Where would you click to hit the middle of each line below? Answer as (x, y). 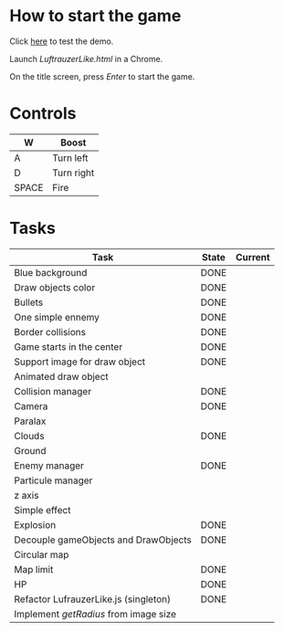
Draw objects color (55, 287)
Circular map (42, 554)
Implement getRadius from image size (95, 614)
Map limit (34, 569)
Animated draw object (62, 376)
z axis (26, 495)
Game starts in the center (68, 346)
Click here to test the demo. (62, 41)
